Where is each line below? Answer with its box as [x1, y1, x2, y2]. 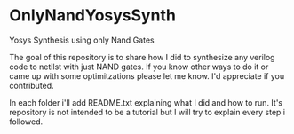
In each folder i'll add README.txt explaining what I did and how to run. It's [9, 97, 282, 107]
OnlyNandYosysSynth [9, 5, 176, 26]
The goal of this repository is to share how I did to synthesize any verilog [9, 51, 275, 62]
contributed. [9, 80, 55, 91]
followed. [9, 116, 44, 127]
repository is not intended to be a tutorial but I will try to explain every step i [9, 106, 286, 117]
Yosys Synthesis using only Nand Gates [9, 35, 155, 45]
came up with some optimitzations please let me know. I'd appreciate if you [9, 70, 285, 81]
